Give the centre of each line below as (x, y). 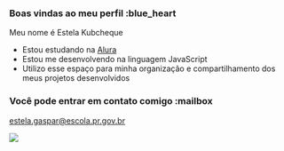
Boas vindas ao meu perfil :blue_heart (93, 13)
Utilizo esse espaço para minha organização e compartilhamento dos (149, 68)
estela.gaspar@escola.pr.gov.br (67, 120)
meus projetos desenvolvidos (76, 78)
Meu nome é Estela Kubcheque (66, 33)
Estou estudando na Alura (69, 50)
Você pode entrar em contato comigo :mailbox (111, 101)
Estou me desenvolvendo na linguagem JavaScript (114, 60)
